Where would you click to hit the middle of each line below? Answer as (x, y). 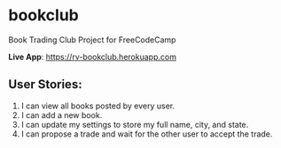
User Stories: (45, 85)
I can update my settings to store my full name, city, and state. (135, 124)
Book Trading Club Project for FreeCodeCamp (92, 40)
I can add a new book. (62, 115)
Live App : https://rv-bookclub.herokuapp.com (92, 56)
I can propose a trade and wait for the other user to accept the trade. (147, 134)
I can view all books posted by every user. (98, 106)
